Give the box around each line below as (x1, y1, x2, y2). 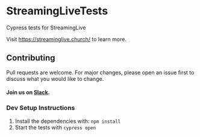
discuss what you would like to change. (6, 75, 104, 82)
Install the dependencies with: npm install (14, 117, 121, 124)
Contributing (6, 53, 55, 63)
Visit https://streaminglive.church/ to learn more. (6, 35, 127, 42)
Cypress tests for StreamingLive (6, 24, 86, 31)
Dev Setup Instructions (6, 103, 75, 112)
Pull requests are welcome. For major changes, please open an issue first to (6, 69, 195, 76)
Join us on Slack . (6, 89, 50, 96)
